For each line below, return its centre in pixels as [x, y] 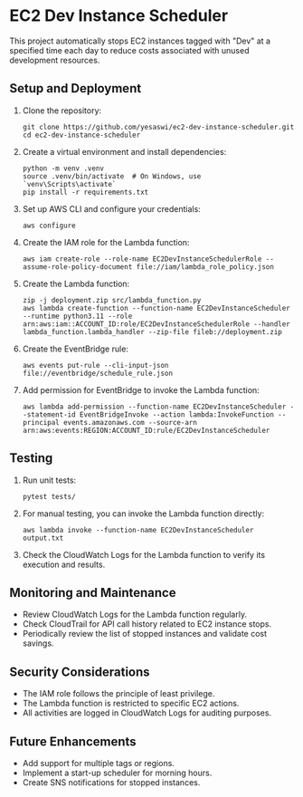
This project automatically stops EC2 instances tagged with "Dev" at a [140, 41]
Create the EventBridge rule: [76, 349]
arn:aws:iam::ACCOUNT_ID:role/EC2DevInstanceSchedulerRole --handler [156, 324]
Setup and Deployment [76, 88]
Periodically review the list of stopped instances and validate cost [145, 634]
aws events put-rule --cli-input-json [95, 365]
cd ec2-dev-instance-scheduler [81, 135]
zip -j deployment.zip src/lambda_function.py [112, 300]
